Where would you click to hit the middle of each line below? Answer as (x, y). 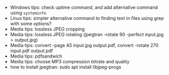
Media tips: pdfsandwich (36, 56)
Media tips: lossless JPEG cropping (47, 29)
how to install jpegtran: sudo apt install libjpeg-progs (66, 67)
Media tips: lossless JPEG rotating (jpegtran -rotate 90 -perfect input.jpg (87, 34)
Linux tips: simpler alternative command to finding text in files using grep (87, 18)
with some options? (31, 23)
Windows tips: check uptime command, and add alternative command (84, 7)
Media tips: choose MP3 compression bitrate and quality (70, 61)
